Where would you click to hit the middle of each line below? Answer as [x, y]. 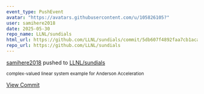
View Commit [23, 84]
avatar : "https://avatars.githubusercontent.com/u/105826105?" [88, 17]
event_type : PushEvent [35, 12]
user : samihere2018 [31, 23]
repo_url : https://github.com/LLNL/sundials [63, 46]
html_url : [19, 40]
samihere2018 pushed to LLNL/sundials [56, 62]
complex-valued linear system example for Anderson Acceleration [75, 74]
